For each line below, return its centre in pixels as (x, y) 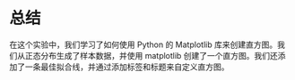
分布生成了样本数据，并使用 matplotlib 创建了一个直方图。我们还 (159, 55)
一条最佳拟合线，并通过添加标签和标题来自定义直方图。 (127, 67)
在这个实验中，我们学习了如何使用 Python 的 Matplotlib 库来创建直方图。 (143, 44)
